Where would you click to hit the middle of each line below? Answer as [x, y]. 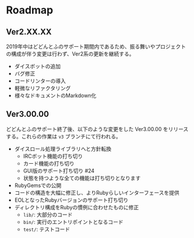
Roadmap [30, 10]
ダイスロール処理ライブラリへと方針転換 [63, 149]
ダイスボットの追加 [38, 66]
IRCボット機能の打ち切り [53, 156]
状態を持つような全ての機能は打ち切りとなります [82, 178]
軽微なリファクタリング [43, 88]
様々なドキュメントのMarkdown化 [55, 95]
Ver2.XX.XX [29, 32]
